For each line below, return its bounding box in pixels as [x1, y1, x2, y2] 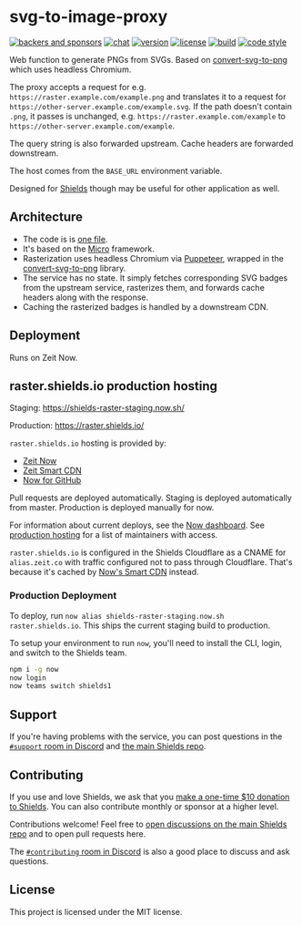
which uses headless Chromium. [9, 64, 132, 75]
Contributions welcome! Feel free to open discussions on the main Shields [9, 818, 287, 829]
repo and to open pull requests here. [9, 828, 146, 839]
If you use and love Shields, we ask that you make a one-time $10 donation [9, 791, 290, 802]
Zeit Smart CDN [22, 465, 82, 476]
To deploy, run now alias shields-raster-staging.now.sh [9, 610, 225, 621]
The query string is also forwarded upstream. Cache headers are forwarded [9, 138, 294, 149]
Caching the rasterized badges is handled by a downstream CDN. [22, 301, 269, 312]
